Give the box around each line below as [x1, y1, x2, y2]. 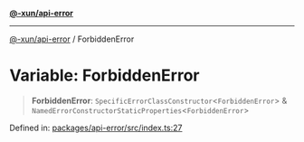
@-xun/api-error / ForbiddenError [9, 33, 135, 44]
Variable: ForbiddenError [9, 65, 200, 86]
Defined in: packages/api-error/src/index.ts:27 [9, 122, 183, 133]
